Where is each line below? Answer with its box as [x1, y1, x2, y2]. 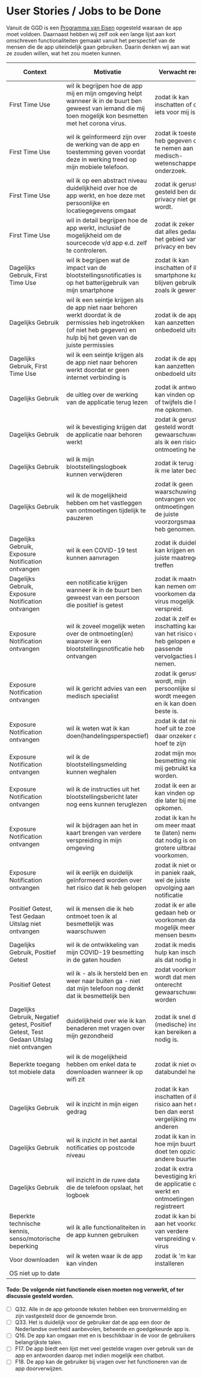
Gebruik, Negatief [9, 1012, 60, 1021]
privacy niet [155, 195, 188, 203]
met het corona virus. [66, 119, 126, 127]
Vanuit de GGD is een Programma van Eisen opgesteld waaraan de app [6, 24, 182, 31]
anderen [155, 1122, 179, 1131]
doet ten [155, 1147, 179, 1156]
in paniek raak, [155, 868, 197, 877]
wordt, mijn [155, 676, 186, 685]
